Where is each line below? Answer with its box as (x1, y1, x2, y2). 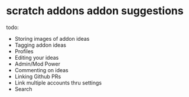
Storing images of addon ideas (14, 35, 90, 42)
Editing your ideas (14, 54, 59, 61)
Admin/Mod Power (14, 60, 61, 67)
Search (14, 85, 32, 92)
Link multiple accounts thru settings (14, 79, 102, 86)
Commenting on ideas (14, 66, 69, 73)
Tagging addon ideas (14, 41, 67, 48)
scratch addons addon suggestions (6, 4, 184, 18)
